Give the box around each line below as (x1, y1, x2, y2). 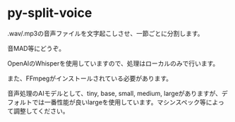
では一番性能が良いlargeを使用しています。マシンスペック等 (31, 97, 206, 106)
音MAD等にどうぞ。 (7, 44, 66, 52)
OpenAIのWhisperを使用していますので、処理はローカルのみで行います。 (7, 59, 219, 68)
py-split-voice (7, 5, 92, 21)
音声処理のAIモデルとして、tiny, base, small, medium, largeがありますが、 (7, 89, 222, 97)
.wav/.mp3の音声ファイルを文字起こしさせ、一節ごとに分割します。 (7, 29, 204, 37)
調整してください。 (13, 106, 69, 115)
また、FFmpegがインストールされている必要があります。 (7, 74, 173, 83)
